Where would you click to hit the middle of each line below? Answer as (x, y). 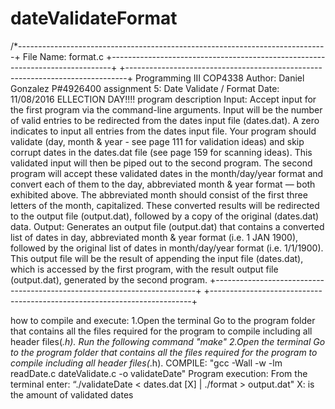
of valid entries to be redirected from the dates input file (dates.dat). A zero (165, 120)
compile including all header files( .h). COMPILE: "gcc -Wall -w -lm (146, 363)
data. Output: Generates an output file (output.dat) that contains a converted (167, 226)
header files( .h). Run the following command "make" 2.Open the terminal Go (168, 341)
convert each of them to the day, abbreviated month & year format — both (163, 184)
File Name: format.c (63, 56)
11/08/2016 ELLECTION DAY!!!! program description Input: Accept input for (163, 99)
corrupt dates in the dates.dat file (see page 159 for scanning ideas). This (161, 152)
